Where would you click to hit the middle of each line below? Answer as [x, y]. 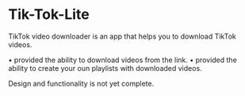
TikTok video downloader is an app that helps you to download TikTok [122, 36]
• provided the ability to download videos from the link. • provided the [123, 60]
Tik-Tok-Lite [49, 15]
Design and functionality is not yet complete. [81, 83]
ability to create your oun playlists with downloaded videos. [105, 68]
